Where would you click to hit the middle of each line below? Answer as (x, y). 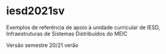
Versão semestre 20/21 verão (42, 45)
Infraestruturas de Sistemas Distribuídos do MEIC (67, 33)
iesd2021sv (36, 11)
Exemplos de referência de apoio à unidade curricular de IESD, (83, 27)
